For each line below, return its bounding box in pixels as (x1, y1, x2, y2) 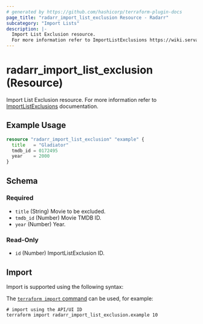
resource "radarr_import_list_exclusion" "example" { (6, 136, 145, 143)
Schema (6, 175, 38, 186)
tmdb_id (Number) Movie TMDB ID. (14, 214, 101, 221)
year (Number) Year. (14, 220, 66, 228)
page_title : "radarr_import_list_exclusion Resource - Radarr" (6, 15, 169, 21)
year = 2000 (11, 153, 50, 160)
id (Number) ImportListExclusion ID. (14, 249, 105, 257)
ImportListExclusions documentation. (6, 103, 98, 110)
